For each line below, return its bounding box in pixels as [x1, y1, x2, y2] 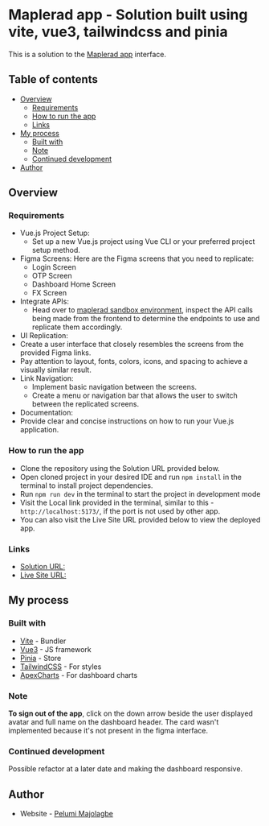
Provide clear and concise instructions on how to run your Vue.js [19, 416, 234, 426]
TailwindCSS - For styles [19, 662, 102, 671]
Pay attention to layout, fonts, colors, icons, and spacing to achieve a [19, 357, 248, 366]
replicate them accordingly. [31, 322, 123, 332]
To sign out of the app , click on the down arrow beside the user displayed [8, 708, 253, 718]
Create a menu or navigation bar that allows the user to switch [31, 390, 238, 400]
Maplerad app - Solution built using [8, 6, 248, 24]
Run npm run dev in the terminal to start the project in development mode [19, 489, 261, 498]
